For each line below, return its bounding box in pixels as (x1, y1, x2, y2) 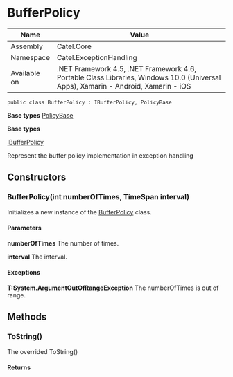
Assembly (10, 42, 44, 51)
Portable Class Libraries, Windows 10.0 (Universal (56, 73, 221, 82)
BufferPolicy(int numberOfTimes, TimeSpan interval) (7, 192, 189, 202)
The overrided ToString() (7, 347, 78, 356)
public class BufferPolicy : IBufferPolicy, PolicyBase (7, 99, 172, 106)
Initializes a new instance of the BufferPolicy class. (7, 208, 152, 216)
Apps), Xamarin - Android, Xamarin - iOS (56, 81, 191, 91)
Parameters (7, 223, 42, 232)
